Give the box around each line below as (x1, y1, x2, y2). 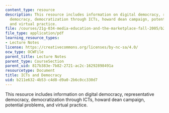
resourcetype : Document (5, 68, 55, 73)
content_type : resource (5, 7, 55, 13)
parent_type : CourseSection (5, 59, 64, 64)
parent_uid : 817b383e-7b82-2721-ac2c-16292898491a (5, 63, 114, 68)
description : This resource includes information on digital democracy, (5, 12, 161, 17)
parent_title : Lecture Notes (5, 54, 66, 59)
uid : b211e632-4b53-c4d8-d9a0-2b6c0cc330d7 (5, 77, 98, 82)
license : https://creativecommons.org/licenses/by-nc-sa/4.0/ (5, 45, 138, 50)
